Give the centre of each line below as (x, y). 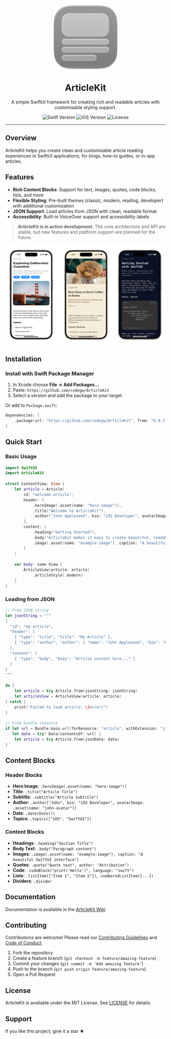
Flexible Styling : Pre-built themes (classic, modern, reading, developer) (88, 200)
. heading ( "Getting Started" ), (64, 532)
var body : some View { (38, 565)
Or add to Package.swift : (31, 405)
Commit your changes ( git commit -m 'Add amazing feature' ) (78, 964)
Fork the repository (33, 953)
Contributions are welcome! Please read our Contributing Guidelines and (81, 938)
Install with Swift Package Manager (50, 373)
